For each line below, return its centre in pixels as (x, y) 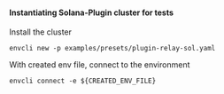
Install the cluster (41, 32)
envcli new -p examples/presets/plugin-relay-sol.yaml (112, 49)
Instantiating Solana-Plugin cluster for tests (92, 12)
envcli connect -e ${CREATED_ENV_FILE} (83, 81)
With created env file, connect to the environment (100, 65)
